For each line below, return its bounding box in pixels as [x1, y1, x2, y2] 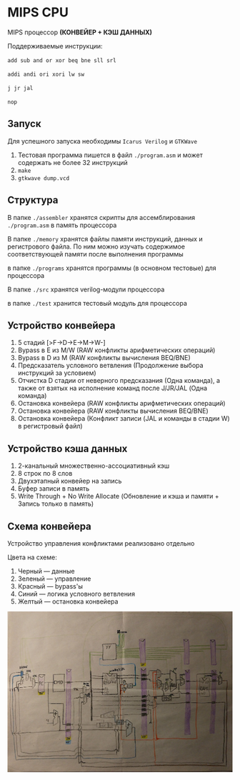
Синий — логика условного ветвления [17, 590, 136, 598]
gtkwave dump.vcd [17, 174, 70, 182]
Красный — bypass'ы [17, 582, 84, 590]
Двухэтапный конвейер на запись [17, 476, 122, 486]
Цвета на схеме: [7, 553, 57, 561]
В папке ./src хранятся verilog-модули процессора [7, 285, 165, 294]
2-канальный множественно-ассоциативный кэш [17, 461, 170, 470]
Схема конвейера [7, 520, 91, 532]
